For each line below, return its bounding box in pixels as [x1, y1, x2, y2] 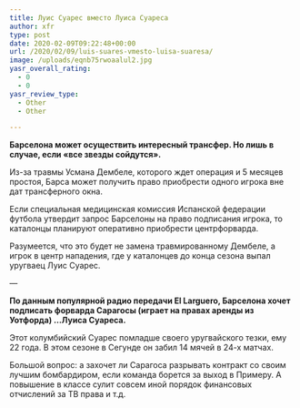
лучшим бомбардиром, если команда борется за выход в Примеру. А [9, 370, 282, 381]
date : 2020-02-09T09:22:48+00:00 [9, 38, 136, 48]
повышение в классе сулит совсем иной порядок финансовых [9, 379, 253, 390]
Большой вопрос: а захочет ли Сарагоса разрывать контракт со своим [9, 360, 286, 371]
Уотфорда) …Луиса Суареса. [9, 315, 126, 326]
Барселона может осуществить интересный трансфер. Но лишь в [9, 139, 275, 150]
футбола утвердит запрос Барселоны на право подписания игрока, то [9, 213, 284, 224]
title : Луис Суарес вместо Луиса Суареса [9, 13, 169, 23]
